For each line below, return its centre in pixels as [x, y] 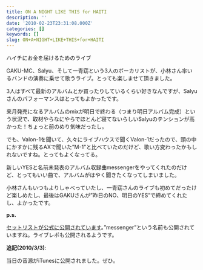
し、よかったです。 [30, 203]
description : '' [27, 18]
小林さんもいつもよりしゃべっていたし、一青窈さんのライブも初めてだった [99, 188]
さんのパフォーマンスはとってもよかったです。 [64, 98]
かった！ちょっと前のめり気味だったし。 [57, 127]
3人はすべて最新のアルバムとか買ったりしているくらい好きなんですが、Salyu [102, 91]
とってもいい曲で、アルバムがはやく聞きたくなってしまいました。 [98, 175]
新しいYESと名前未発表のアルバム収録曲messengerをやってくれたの [92, 167]
